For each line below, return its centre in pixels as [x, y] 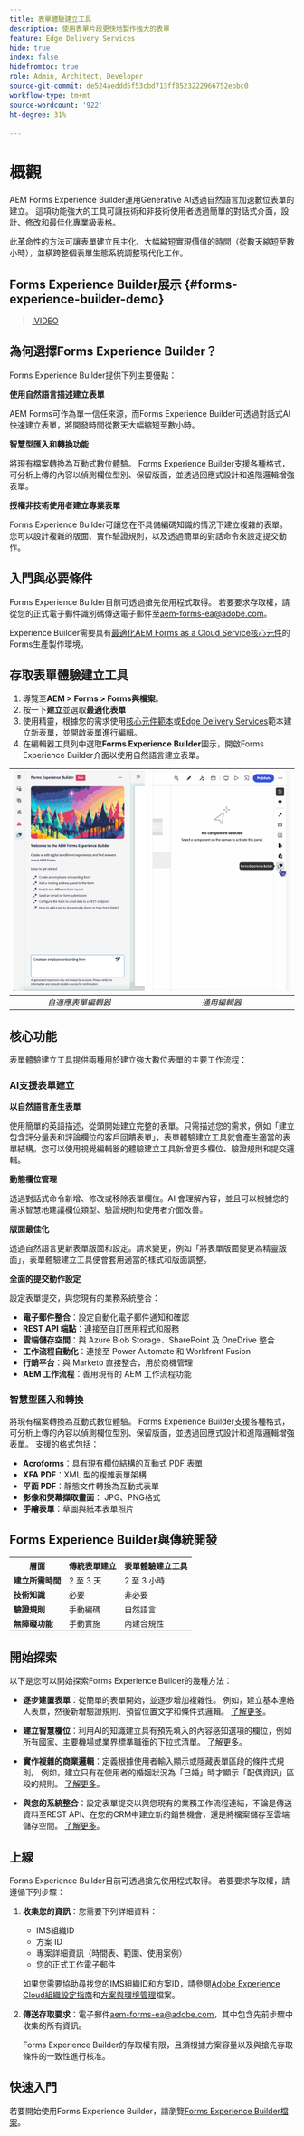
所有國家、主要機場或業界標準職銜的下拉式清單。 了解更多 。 [134, 1742]
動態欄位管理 [33, 1179]
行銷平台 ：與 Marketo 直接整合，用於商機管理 [108, 1362]
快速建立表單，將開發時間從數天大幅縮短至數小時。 [104, 425]
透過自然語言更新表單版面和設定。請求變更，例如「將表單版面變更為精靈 [144, 1248]
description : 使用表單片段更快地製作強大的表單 [90, 29]
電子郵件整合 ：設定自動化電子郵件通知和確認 [106, 1317]
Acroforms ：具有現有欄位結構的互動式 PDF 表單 [113, 1463]
